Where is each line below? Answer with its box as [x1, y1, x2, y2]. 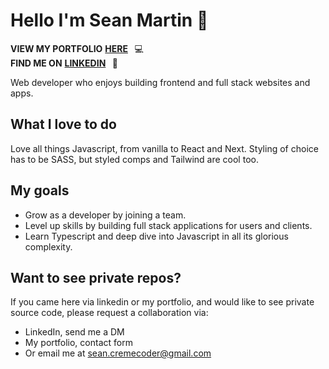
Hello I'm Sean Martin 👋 [10, 9, 209, 32]
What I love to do [10, 116, 117, 133]
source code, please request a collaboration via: [10, 307, 209, 319]
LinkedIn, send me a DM [24, 326, 125, 338]
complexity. [24, 240, 73, 253]
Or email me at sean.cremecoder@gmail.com [24, 347, 212, 359]
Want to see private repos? [10, 269, 182, 286]
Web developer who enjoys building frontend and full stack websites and [10, 76, 311, 88]
